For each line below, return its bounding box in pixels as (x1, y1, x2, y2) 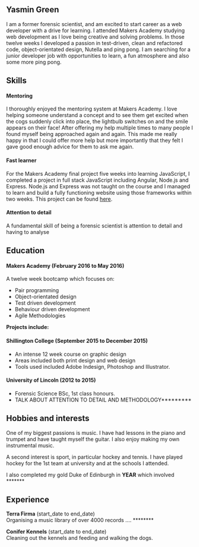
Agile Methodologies (14, 312, 66, 320)
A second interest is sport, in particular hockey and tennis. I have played (6, 453, 183, 460)
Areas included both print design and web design (14, 356, 135, 364)
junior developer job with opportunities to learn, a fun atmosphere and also (6, 52, 189, 59)
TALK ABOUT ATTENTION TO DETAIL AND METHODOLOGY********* (14, 396, 192, 403)
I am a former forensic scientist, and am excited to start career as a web (6, 20, 182, 27)
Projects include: (6, 324, 49, 331)
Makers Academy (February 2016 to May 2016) (6, 262, 125, 269)
